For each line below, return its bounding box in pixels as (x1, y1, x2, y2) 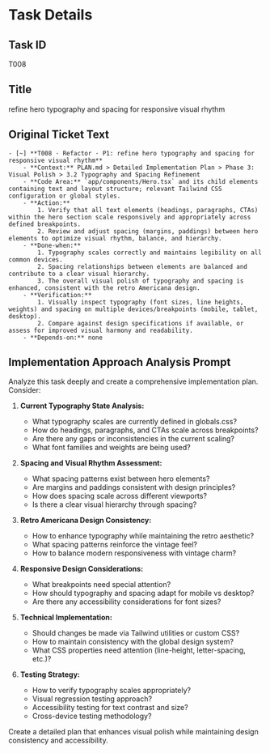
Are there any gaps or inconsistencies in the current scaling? (32, 434, 234, 444)
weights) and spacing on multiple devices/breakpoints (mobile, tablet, (8, 305, 259, 313)
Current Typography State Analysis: (19, 401, 145, 411)
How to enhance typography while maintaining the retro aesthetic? (32, 531, 255, 541)
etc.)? (32, 654, 52, 664)
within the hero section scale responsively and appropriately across (8, 213, 251, 221)
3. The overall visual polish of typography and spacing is (37, 277, 244, 285)
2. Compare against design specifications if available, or (37, 319, 244, 327)
